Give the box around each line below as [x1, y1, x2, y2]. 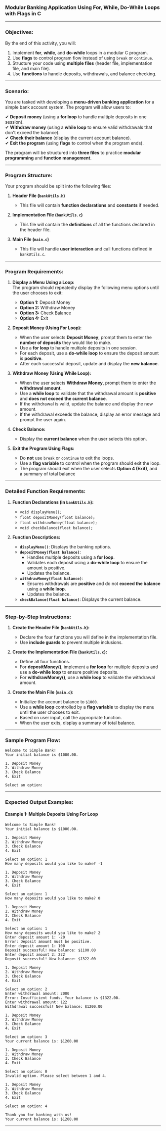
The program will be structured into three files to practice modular [5, 149, 141, 155]
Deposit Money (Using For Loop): [12, 325, 82, 331]
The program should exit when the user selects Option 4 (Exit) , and [19, 466, 158, 472]
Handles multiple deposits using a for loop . [27, 554, 115, 560]
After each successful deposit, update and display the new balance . [19, 361, 159, 367]
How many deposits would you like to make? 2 [5, 930, 100, 935]
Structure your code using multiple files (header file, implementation [12, 60, 153, 66]
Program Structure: [5, 172, 53, 179]
